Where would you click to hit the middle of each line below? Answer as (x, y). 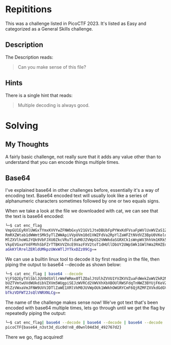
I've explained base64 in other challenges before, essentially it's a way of (82, 190)
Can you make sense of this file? (52, 67)
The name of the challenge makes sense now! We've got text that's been (82, 302)
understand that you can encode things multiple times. (62, 162)
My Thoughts (27, 144)
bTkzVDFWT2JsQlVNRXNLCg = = (33, 293)
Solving (22, 125)
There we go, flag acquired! (34, 337)
